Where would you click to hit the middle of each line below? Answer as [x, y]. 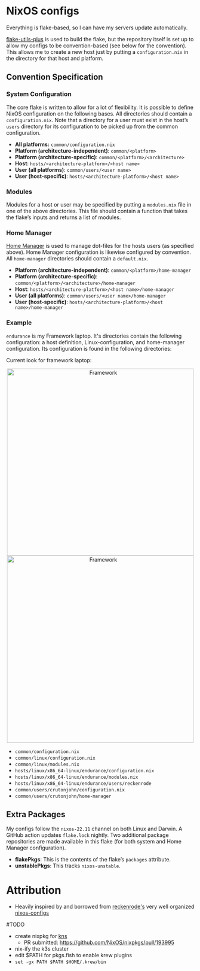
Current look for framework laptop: [49, 360]
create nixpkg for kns [41, 936]
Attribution [34, 890]
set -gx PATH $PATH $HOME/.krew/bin [60, 962]
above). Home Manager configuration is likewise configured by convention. [99, 252]
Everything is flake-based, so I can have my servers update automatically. [97, 28]
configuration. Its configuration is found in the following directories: [89, 348]
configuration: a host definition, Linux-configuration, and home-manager [96, 342]
